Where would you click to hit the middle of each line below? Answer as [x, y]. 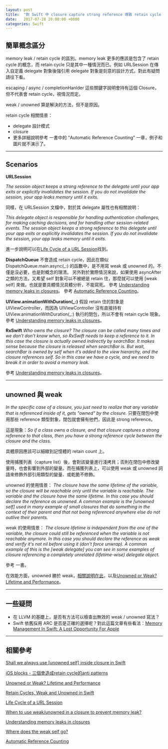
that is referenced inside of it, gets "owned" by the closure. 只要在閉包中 [80, 413]
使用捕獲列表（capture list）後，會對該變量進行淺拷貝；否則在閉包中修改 [81, 462]
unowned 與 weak [34, 395]
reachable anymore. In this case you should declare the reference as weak [83, 539]
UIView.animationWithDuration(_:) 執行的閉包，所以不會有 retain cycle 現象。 [84, 314]
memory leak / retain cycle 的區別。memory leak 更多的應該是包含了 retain [82, 59]
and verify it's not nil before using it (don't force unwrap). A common [76, 544]
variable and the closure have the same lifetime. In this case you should [80, 496]
